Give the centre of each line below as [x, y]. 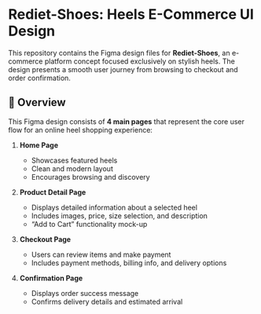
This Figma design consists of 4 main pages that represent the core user [127, 121]
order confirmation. [39, 78]
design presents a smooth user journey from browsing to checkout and [123, 69]
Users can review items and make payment [101, 254]
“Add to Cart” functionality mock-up [89, 224]
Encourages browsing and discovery [91, 177]
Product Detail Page [53, 192]
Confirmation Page [51, 278]
